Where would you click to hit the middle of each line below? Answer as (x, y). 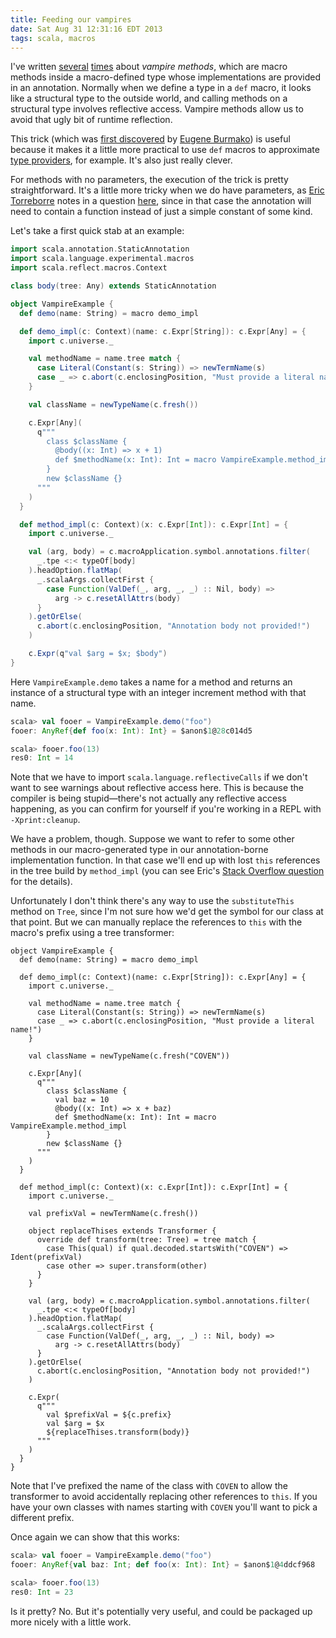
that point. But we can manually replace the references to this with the (156, 922)
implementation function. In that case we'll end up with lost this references (165, 860)
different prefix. (42, 1518)
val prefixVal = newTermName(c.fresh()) (113, 1214)
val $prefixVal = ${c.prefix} (109, 1415)
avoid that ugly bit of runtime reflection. (91, 120)
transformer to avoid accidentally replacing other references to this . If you (164, 1497)
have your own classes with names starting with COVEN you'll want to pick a (164, 1507)
